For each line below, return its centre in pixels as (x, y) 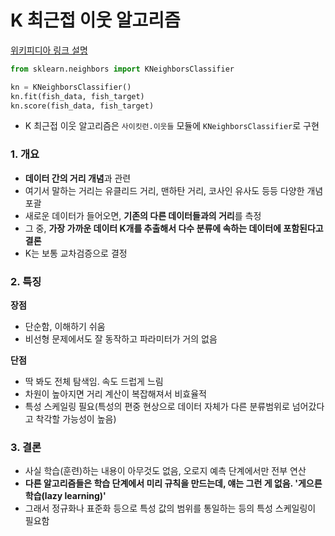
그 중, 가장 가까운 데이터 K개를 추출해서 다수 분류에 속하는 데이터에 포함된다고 (174, 228)
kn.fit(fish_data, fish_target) (77, 96)
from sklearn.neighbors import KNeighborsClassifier (122, 69)
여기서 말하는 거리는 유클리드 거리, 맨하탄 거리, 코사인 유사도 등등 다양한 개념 (174, 190)
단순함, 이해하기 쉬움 (65, 327)
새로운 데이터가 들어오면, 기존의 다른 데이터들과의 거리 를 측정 (143, 215)
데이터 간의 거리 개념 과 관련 (78, 178)
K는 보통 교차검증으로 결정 (76, 253)
